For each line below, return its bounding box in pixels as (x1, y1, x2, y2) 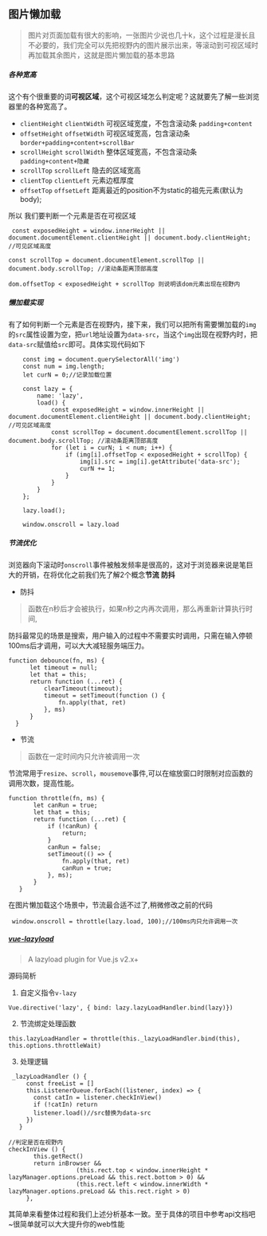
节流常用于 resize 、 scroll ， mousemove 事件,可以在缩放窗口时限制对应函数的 (8, 768, 253, 778)
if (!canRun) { (47, 822, 98, 830)
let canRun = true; (33, 801, 98, 809)
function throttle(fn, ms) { (8, 794, 105, 802)
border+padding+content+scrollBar (19, 139, 135, 147)
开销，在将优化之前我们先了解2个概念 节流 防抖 (22, 570, 175, 579)
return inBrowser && (33, 1159, 102, 1167)
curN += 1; (79, 464, 116, 472)
